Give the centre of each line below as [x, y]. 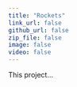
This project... [31, 75]
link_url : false [35, 23]
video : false [30, 52]
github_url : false [38, 30]
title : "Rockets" [37, 15]
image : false [30, 45]
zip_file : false [35, 38]
